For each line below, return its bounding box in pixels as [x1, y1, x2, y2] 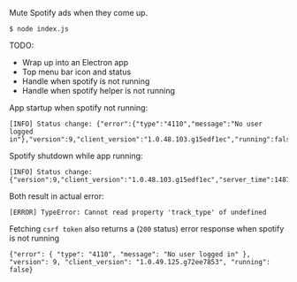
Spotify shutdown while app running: [9, 150, 143, 161]
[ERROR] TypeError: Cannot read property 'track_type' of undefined [9, 208, 267, 217]
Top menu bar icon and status [21, 66, 132, 77]
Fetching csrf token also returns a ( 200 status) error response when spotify [9, 224, 285, 233]
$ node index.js [9, 25, 69, 34]
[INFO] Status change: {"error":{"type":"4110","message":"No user [9, 119, 263, 128]
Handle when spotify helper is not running [21, 86, 175, 95]
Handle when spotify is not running [21, 76, 150, 87]
